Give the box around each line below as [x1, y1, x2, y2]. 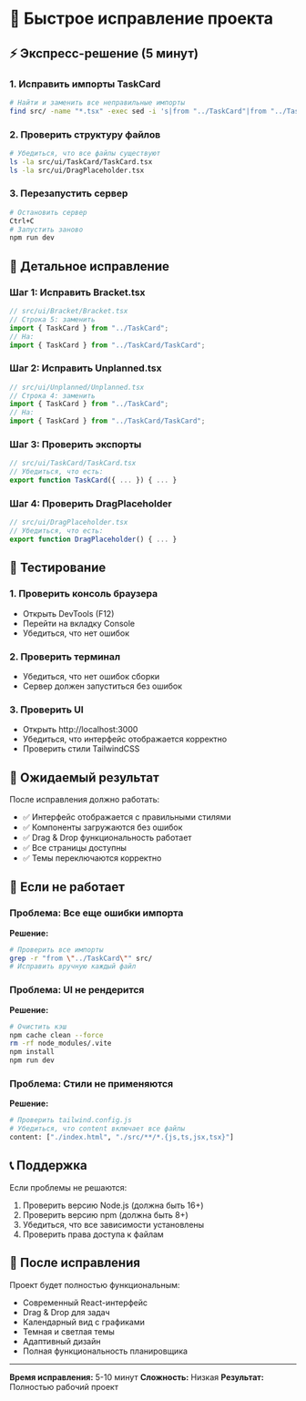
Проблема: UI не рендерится [9, 984, 145, 997]
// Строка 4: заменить [9, 391, 96, 400]
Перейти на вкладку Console [22, 618, 135, 629]
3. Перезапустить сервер [9, 187, 128, 199]
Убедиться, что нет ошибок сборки [22, 670, 160, 681]
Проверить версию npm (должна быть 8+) [22, 1209, 189, 1220]
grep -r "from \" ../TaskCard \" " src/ [9, 954, 153, 963]
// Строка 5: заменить [9, 314, 96, 324]
